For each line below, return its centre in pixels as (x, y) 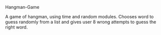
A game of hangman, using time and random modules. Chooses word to (79, 17)
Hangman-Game (22, 7)
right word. (17, 27)
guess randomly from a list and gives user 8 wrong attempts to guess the (81, 22)
